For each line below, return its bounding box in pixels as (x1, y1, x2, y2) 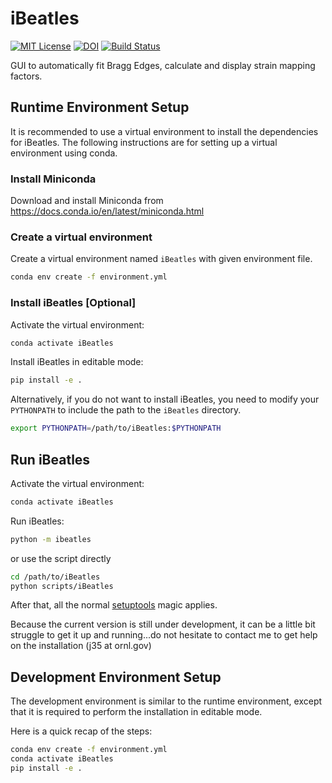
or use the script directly (10, 552, 112, 564)
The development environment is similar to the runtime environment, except (10, 695, 323, 707)
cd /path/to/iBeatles (10, 572, 101, 582)
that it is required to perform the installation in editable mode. (10, 706, 263, 718)
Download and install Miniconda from (10, 195, 164, 207)
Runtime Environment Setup (10, 99, 190, 116)
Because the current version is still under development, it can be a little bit (10, 618, 316, 631)
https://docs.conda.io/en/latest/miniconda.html (10, 205, 205, 217)
